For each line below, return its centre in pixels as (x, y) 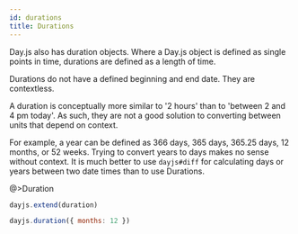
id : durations (36, 18)
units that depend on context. (64, 125)
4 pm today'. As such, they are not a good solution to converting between (145, 115)
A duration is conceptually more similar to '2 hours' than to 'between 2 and (147, 105)
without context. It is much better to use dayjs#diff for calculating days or (147, 161)
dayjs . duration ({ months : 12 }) (70, 221)
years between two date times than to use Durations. (107, 171)
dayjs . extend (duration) (54, 205)
